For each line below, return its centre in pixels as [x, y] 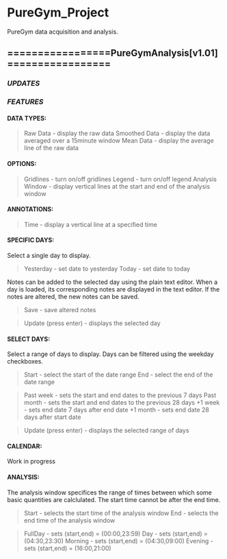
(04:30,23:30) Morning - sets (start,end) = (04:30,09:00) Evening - [118, 540]
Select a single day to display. [49, 255]
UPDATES [24, 84]
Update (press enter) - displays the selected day [92, 323]
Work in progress [31, 462]
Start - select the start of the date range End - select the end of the [118, 374]
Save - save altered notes [60, 309]
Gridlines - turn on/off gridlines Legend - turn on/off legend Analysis [120, 179]
